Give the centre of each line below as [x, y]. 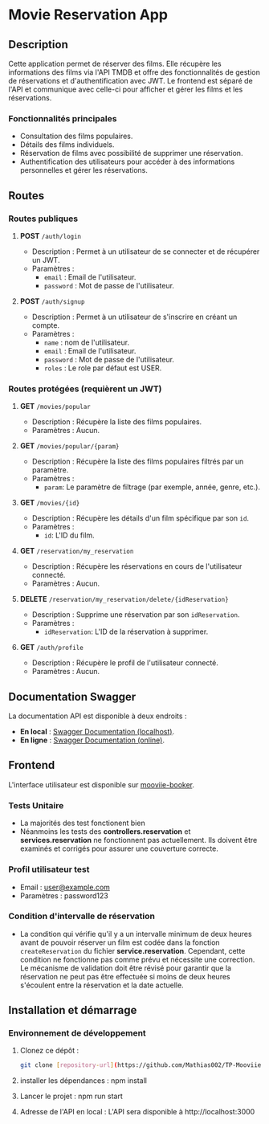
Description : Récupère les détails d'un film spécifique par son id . [141, 518]
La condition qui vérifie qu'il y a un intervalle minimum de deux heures [136, 934]
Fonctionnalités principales [63, 118]
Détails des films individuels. [67, 145]
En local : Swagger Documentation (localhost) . [97, 732]
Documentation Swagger [72, 697]
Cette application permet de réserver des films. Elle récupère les [115, 63]
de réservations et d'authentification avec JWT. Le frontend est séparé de [130, 81]
